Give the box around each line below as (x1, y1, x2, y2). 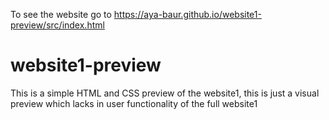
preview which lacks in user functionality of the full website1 (10, 97, 258, 109)
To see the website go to (10, 9, 112, 20)
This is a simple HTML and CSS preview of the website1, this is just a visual (10, 87, 320, 99)
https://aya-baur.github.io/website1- (113, 9, 262, 20)
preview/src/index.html (10, 19, 105, 31)
